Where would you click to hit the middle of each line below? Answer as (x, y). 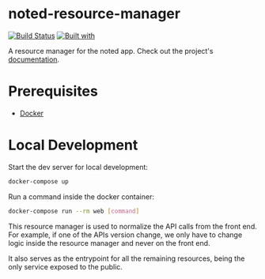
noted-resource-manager (94, 14)
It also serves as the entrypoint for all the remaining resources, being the (127, 258)
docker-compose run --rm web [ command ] (74, 211)
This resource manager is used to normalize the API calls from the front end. (132, 226)
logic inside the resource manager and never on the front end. (110, 243)
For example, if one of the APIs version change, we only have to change (125, 235)
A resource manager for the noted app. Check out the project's (111, 51)
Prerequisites (53, 91)
